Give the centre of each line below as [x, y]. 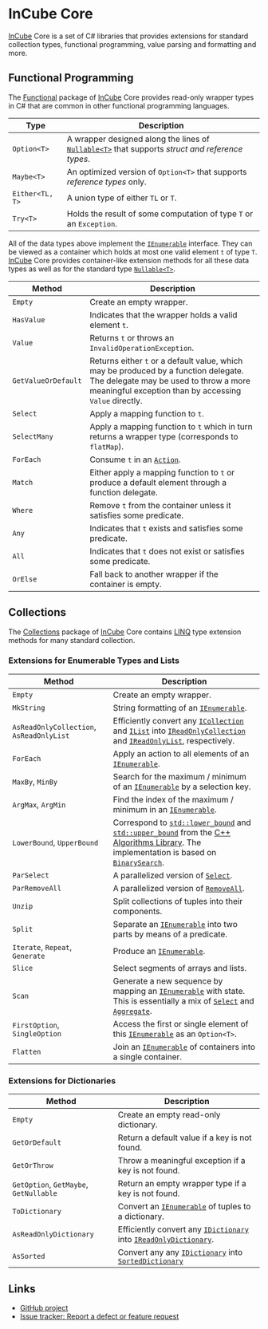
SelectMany [33, 436]
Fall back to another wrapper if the [154, 574]
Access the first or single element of [181, 1023]
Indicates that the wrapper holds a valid [164, 314]
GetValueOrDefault [47, 381]
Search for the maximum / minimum [180, 776]
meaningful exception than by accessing [166, 390]
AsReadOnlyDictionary [53, 1234]
